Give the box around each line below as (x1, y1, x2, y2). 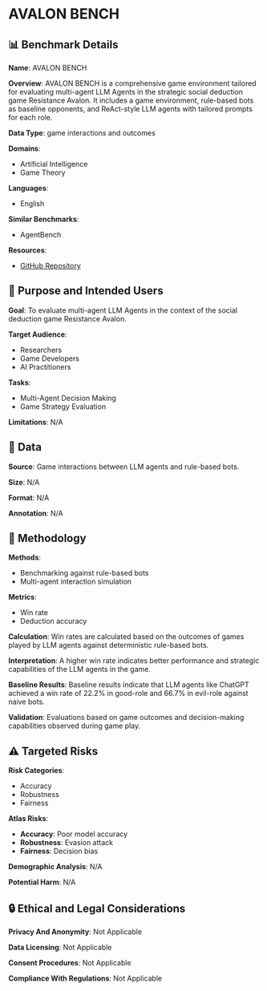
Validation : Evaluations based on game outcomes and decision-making (8, 713, 245, 722)
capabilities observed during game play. (8, 721, 141, 730)
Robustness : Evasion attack (19, 838, 114, 847)
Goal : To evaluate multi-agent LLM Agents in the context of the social (8, 305, 238, 315)
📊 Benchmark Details (8, 38, 119, 51)
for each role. (8, 113, 53, 122)
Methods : (8, 552, 42, 562)
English (19, 199, 45, 208)
